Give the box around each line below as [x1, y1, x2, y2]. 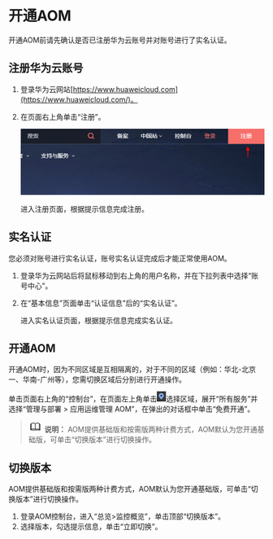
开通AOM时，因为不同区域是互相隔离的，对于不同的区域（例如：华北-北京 [8, 365, 256, 375]
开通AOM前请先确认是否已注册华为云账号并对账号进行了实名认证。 [8, 35, 232, 45]
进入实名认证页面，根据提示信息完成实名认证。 [19, 315, 177, 325]
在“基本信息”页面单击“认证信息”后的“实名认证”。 [19, 298, 182, 308]
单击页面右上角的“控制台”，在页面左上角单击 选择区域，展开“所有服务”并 [8, 394, 258, 404]
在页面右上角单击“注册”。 [19, 112, 106, 121]
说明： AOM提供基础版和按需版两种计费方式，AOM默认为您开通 [44, 424, 258, 435]
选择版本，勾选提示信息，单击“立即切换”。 [19, 522, 162, 532]
